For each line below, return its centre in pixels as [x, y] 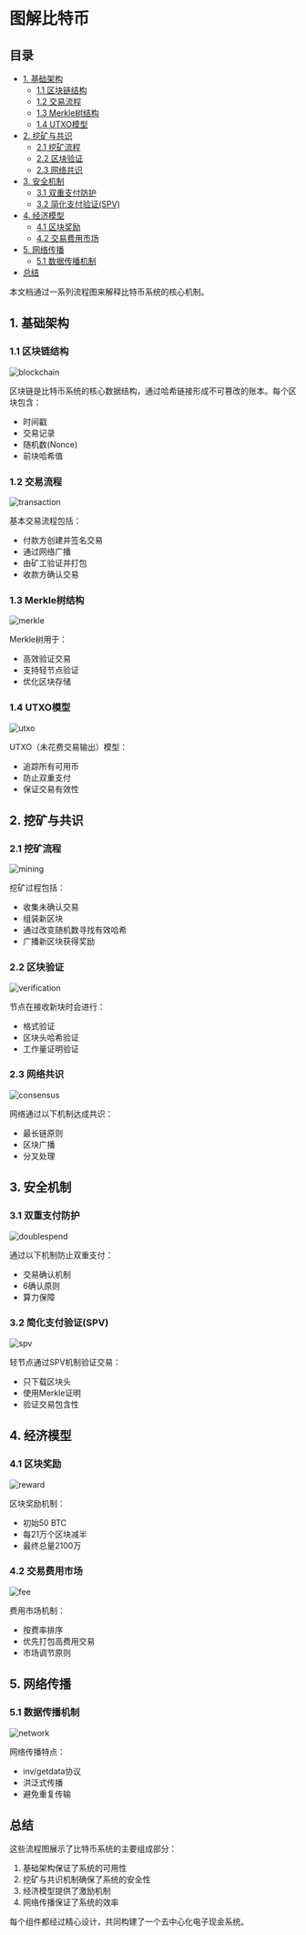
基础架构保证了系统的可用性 [75, 1868]
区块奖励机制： [37, 1503]
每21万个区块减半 [55, 1534]
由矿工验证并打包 [55, 562]
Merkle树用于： [39, 640]
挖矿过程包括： [37, 888]
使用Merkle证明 [52, 1393]
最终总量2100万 [52, 1545]
